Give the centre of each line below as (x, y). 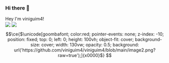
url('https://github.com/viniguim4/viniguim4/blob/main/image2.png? (85, 50)
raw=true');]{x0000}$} (81, 55)
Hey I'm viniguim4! (25, 19)
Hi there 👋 (18, 8)
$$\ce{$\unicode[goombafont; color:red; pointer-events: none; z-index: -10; (85, 34)
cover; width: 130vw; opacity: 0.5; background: (90, 45)
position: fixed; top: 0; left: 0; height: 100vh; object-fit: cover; (71, 39)
